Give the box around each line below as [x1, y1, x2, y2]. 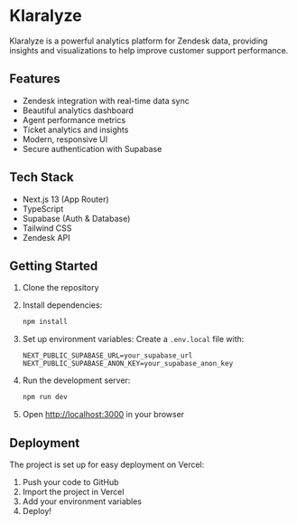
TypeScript [22, 203, 64, 214]
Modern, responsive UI [22, 133, 108, 145]
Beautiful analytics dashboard [22, 105, 134, 116]
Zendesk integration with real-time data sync [22, 95, 190, 106]
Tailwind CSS [22, 223, 72, 234]
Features [9, 72, 60, 87]
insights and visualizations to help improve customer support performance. [9, 44, 289, 55]
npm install [22, 318, 68, 327]
